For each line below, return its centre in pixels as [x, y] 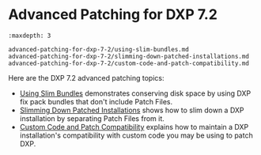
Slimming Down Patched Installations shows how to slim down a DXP [132, 110]
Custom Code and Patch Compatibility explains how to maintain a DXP [134, 127]
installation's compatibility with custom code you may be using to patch [136, 135]
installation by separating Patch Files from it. [92, 118]
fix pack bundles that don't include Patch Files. [96, 101]
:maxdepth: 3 [30, 36]
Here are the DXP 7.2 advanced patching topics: [86, 77]
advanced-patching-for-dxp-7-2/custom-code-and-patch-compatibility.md [129, 63]
